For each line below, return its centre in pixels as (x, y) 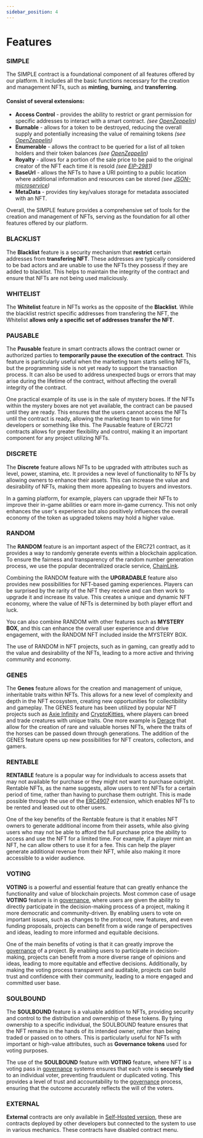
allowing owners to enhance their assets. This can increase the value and (98, 480)
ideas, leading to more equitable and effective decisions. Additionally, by (97, 963)
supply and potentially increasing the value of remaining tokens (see (100, 134)
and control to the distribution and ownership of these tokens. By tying (95, 1018)
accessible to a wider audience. (46, 858)
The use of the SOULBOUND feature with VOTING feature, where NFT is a (99, 1062)
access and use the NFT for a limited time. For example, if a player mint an (99, 838)
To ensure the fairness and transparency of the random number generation (100, 559)
